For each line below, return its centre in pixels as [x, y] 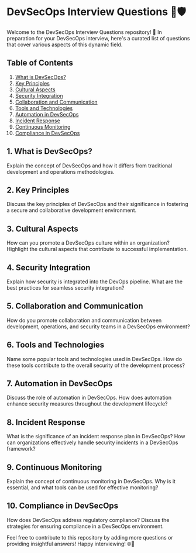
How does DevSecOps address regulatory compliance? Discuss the [88, 520]
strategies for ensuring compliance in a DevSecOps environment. [85, 526]
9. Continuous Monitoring [54, 467]
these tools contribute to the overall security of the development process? [96, 365]
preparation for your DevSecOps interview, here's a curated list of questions [98, 38]
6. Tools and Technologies [56, 345]
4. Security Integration [49, 267]
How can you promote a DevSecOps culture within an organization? [88, 243]
